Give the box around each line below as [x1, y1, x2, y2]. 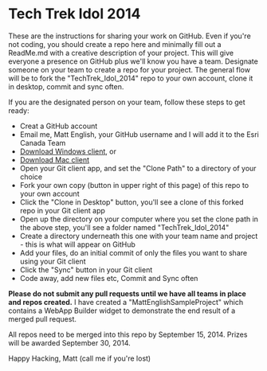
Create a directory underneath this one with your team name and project [19, 231, 258, 240]
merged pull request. [8, 314, 77, 323]
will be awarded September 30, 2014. [8, 338, 131, 347]
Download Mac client [19, 154, 90, 164]
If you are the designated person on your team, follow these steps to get [8, 97, 245, 107]
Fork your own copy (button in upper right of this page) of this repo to [19, 180, 249, 189]
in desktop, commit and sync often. [8, 81, 124, 92]
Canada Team [19, 138, 66, 147]
